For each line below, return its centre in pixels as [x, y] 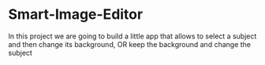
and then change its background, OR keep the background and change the [129, 44]
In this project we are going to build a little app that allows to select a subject [132, 36]
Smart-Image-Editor [76, 14]
